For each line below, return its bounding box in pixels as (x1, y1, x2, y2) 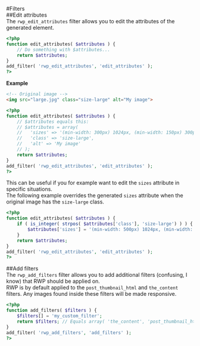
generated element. (6, 24, 55, 31)
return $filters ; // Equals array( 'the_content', (17, 319, 145, 325)
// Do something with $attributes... (17, 47, 111, 52)
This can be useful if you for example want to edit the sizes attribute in (6, 179, 180, 187)
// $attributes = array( (17, 124, 79, 130)
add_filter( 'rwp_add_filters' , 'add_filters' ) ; (6, 329, 132, 336)
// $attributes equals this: (17, 119, 89, 125)
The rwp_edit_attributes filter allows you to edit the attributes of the (6, 18, 175, 24)
